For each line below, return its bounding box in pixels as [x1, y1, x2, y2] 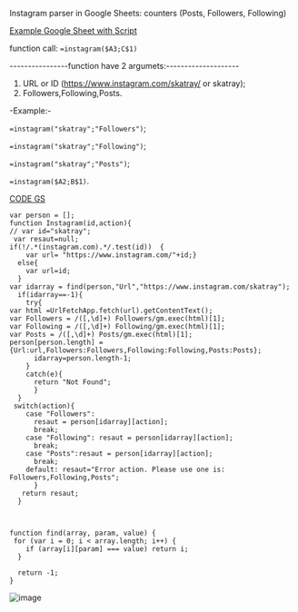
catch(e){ [25, 370, 64, 379]
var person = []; [9, 211, 75, 220]
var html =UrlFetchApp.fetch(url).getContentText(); [9, 306, 214, 315]
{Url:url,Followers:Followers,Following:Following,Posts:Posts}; [9, 346, 262, 355]
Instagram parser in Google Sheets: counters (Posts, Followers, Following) [9, 8, 287, 18]
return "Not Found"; [33, 378, 112, 387]
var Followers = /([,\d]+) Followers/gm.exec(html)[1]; [9, 314, 225, 323]
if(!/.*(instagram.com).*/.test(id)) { [9, 242, 165, 252]
